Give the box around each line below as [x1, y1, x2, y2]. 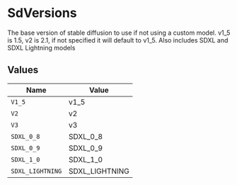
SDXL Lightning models [7, 43, 76, 52]
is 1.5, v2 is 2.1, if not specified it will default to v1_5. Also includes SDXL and [7, 35, 229, 44]
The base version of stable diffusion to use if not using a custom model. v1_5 [7, 28, 231, 37]
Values [7, 64, 39, 76]
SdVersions [7, 5, 77, 21]
